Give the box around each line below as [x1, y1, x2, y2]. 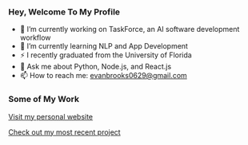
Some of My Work [8, 94, 80, 105]
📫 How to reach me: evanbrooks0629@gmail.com [19, 71, 188, 80]
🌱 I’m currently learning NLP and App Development [19, 41, 188, 51]
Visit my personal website [8, 112, 94, 121]
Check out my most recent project [8, 127, 122, 137]
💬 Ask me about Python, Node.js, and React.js [19, 62, 172, 72]
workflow [19, 33, 51, 42]
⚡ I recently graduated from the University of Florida [19, 50, 192, 60]
